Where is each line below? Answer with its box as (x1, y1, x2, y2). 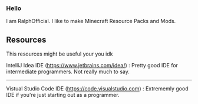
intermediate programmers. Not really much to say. (6, 68, 130, 75)
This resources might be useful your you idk (6, 50, 113, 57)
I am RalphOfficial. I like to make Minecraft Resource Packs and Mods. (6, 18, 176, 25)
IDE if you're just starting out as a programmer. (6, 92, 120, 99)
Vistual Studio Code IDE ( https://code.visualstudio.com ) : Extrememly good (6, 85, 189, 92)
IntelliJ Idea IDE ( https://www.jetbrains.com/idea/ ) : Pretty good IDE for (6, 62, 179, 69)
